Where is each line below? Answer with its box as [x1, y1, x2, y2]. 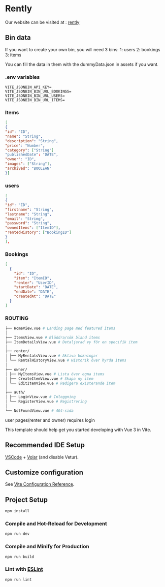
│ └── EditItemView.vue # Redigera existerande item [5, 381, 116, 386]
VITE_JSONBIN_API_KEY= [5, 85, 52, 90]
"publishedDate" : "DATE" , [5, 152, 58, 157]
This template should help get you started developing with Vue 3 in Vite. [5, 427, 152, 433]
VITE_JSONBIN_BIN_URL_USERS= [5, 93, 65, 98]
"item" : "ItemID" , [14, 276, 52, 280]
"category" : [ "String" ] [5, 148, 54, 153]
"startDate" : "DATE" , [14, 285, 58, 290]
